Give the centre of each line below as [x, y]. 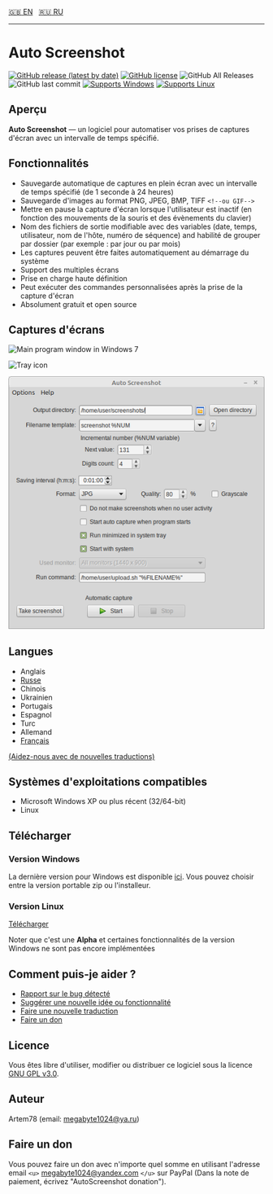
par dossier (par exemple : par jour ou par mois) [100, 244]
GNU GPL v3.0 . [34, 1073]
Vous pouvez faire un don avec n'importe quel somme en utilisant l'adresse [134, 1164]
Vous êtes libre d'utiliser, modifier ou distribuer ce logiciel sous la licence [131, 1065]
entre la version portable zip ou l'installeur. [80, 885]
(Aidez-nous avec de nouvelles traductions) [82, 756]
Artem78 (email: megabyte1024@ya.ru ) [74, 1118]
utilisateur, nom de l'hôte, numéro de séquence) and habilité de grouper [140, 235]
